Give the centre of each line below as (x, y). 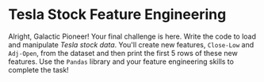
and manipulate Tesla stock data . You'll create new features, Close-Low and (131, 44)
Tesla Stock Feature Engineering (117, 15)
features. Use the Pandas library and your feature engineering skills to (121, 61)
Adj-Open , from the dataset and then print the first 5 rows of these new (123, 53)
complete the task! (38, 69)
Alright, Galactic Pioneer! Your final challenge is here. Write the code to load (132, 36)
